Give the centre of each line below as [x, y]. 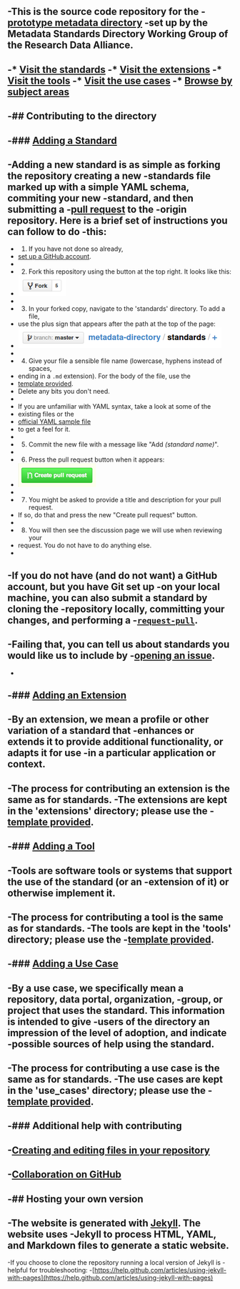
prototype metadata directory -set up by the [108, 23]
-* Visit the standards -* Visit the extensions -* [115, 70]
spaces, [40, 369]
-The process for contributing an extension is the [119, 788]
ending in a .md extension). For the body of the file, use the [104, 376]
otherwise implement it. [61, 893]
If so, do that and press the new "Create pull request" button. [107, 515]
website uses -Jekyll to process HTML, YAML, [112, 1234]
